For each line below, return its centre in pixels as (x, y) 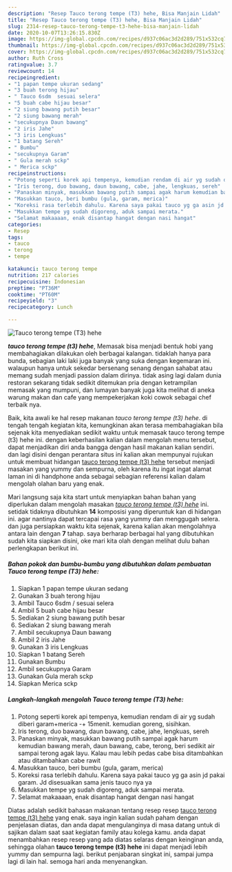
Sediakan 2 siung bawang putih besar (71, 618)
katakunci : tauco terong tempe (53, 269)
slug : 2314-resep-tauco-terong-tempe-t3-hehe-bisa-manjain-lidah (103, 26)
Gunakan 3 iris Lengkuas (53, 646)
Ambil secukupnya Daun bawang (65, 632)
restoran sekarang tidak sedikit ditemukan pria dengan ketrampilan (103, 383)
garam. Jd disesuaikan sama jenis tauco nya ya (85, 782)
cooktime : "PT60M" (34, 294)
